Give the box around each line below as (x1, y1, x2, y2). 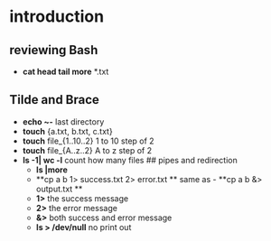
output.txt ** (35, 183, 83, 194)
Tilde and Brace (9, 92, 99, 107)
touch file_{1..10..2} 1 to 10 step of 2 (22, 135, 155, 146)
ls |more (35, 164, 68, 175)
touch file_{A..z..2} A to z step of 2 (22, 144, 153, 155)
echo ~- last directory (22, 116, 105, 127)
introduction (9, 6, 105, 27)
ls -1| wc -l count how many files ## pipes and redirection (22, 154, 238, 165)
